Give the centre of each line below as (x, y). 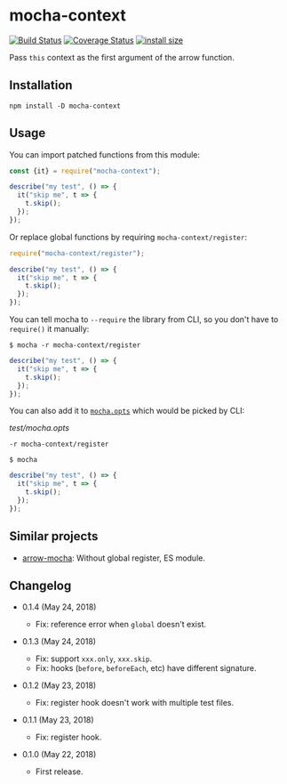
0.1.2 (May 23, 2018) (59, 685)
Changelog (40, 586)
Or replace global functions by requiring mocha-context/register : (128, 237)
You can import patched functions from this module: (105, 154)
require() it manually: (49, 329)
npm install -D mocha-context (65, 106)
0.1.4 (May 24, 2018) (59, 607)
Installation (41, 85)
